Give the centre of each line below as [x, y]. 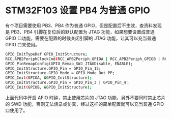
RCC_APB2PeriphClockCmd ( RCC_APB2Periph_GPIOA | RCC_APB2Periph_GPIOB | [83, 59]
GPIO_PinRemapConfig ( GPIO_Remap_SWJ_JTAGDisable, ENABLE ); [69, 64]
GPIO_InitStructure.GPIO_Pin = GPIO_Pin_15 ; [53, 68]
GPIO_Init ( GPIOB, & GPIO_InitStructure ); [49, 87]
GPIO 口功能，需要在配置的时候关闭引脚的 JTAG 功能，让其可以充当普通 [81, 38]
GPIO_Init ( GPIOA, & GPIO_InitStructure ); [49, 78]
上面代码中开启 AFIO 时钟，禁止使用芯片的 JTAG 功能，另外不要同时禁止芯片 [85, 98]
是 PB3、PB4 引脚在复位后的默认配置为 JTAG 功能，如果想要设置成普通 [80, 32]
